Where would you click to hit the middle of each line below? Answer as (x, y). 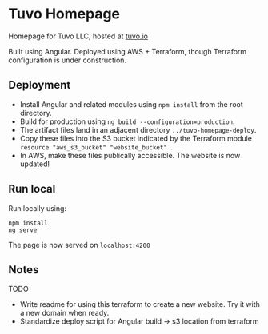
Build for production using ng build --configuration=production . (127, 121)
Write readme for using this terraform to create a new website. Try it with (140, 304)
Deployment (40, 85)
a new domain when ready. (64, 313)
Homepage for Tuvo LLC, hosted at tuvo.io (78, 36)
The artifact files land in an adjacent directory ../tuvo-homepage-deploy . (138, 129)
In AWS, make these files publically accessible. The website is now (130, 155)
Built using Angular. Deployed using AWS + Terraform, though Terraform (128, 51)
